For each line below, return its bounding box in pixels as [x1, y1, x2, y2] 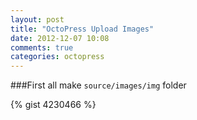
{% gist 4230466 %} [10, 99, 97, 111]
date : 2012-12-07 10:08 [10, 33, 110, 43]
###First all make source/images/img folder [10, 79, 187, 91]
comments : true [10, 42, 74, 53]
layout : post [10, 14, 65, 25]
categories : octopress [10, 52, 105, 62]
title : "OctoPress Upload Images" [10, 24, 155, 34]
